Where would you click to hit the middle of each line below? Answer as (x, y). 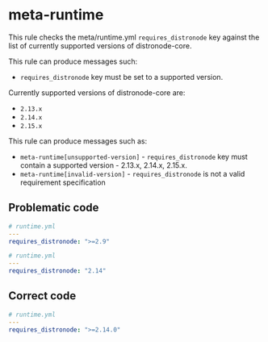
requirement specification (63, 182)
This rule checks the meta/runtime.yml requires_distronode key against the (134, 37)
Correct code (42, 296)
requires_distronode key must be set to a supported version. (121, 77)
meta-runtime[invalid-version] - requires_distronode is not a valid (132, 173)
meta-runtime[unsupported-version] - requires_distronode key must (134, 156)
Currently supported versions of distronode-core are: (97, 92)
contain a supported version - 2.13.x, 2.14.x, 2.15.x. (103, 165)
